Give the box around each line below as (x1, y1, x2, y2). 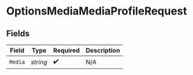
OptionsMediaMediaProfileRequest (6, 4, 188, 18)
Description (85, 47, 120, 54)
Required (53, 47, 80, 54)
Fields (6, 28, 30, 39)
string (30, 57, 47, 66)
